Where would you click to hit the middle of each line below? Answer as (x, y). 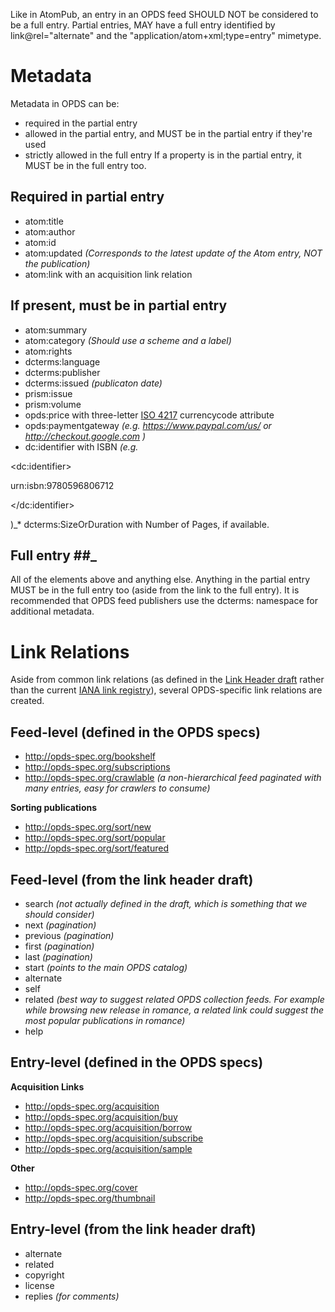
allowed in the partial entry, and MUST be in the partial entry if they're (168, 133)
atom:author (50, 231)
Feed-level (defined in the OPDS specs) (135, 732)
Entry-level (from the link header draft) (133, 1229)
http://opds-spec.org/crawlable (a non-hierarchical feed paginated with (173, 778)
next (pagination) (60, 925)
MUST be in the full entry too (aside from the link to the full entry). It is (155, 590)
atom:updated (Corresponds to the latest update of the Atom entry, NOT (173, 253)
